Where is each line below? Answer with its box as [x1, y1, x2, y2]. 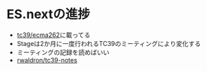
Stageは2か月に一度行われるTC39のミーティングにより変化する [16, 39, 201, 47]
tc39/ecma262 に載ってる [16, 31, 91, 39]
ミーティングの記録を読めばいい [16, 48, 110, 56]
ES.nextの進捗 [6, 6, 91, 22]
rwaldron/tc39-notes [16, 56, 78, 64]
